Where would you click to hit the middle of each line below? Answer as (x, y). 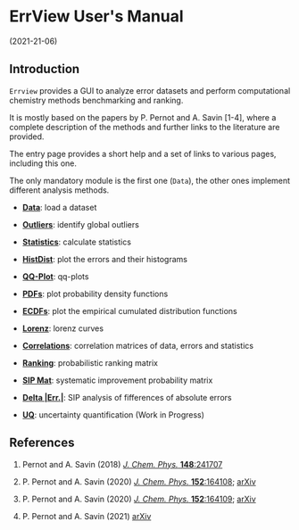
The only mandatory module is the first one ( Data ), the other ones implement (150, 180)
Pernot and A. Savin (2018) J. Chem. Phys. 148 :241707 (122, 464)
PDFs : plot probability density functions (95, 294)
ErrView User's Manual (97, 17)
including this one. (43, 163)
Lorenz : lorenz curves (63, 328)
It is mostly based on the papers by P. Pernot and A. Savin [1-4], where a (143, 117)
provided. (27, 137)
